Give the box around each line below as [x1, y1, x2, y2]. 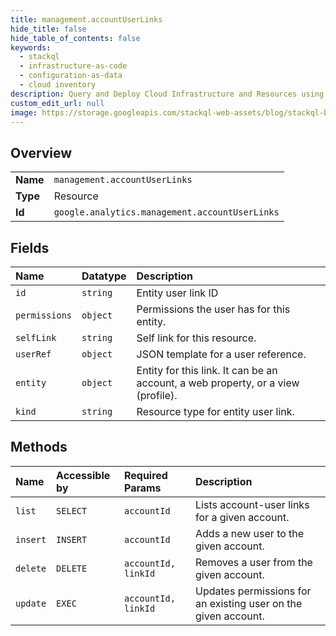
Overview [10, 144, 73, 161]
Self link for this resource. [136, 331, 257, 345]
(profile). [136, 389, 178, 402]
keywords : [10, 42, 52, 53]
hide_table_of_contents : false [10, 33, 141, 43]
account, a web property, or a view [136, 376, 300, 390]
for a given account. [195, 510, 290, 524]
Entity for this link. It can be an [136, 364, 278, 377]
